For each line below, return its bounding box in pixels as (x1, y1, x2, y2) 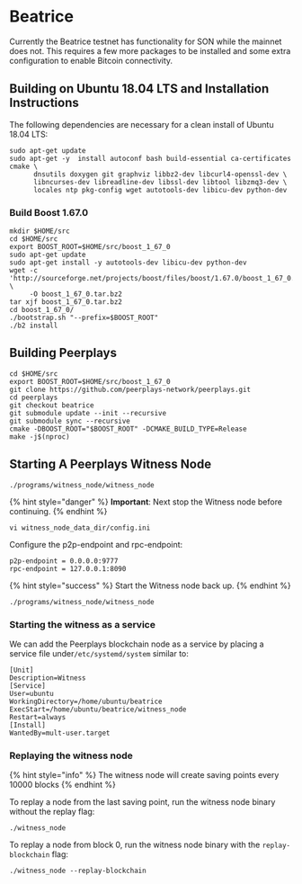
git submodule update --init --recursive (9, 408, 167, 417)
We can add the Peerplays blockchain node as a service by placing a (9, 638, 264, 649)
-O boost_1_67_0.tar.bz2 (29, 290, 123, 299)
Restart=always (9, 712, 67, 721)
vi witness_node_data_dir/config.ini (9, 523, 151, 532)
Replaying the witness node (9, 749, 133, 762)
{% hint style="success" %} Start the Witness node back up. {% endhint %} (9, 580, 291, 591)
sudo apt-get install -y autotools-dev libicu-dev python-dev (9, 258, 247, 267)
